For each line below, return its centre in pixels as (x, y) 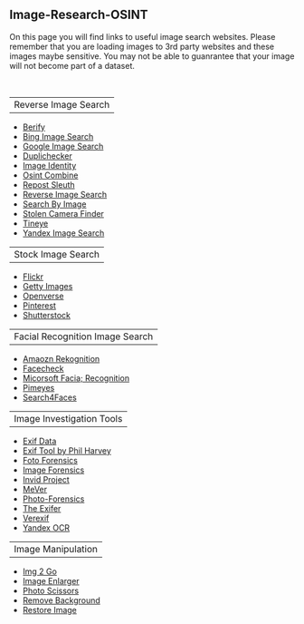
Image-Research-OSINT (79, 15)
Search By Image (54, 204)
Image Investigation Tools (68, 418)
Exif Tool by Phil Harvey (66, 450)
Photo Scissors (51, 590)
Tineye (35, 223)
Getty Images (47, 286)
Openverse (43, 296)
